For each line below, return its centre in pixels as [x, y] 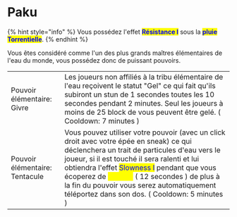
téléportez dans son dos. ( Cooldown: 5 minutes [144, 194]
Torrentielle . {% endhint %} [48, 39]
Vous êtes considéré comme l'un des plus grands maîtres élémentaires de [115, 53]
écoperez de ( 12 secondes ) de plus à [142, 176]
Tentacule [27, 176]
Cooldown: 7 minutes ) [102, 120]
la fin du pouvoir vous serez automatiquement [140, 185]
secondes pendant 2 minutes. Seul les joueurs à [144, 103]
